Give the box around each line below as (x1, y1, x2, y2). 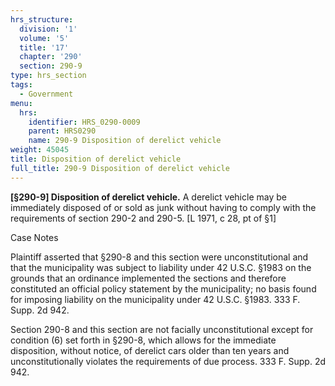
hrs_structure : (10, 14, 74, 25)
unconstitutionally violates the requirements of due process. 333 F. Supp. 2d (10, 355, 326, 367)
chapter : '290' (19, 52, 83, 62)
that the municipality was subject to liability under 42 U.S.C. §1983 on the (10, 261, 312, 273)
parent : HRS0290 (28, 126, 97, 136)
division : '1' (19, 24, 78, 34)
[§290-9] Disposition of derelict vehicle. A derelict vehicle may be (10, 191, 287, 203)
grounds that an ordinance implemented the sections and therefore (10, 272, 287, 284)
